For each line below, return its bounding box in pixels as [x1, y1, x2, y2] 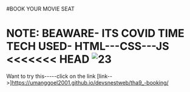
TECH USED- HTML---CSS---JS [6, 40, 169, 54]
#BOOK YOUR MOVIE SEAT [6, 5, 75, 12]
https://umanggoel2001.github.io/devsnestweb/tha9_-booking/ [12, 79, 169, 86]
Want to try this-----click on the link [6, 73, 96, 80]
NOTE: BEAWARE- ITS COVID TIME [6, 27, 185, 40]
